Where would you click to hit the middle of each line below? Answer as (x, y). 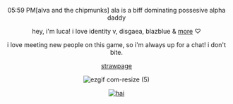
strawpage (116, 66)
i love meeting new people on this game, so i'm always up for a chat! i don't (116, 45)
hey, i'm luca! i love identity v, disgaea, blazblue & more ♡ (116, 31)
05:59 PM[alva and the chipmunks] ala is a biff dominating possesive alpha (116, 10)
